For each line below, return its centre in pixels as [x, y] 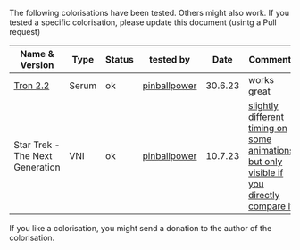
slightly [263, 106]
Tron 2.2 [32, 86]
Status [120, 59]
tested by [169, 59]
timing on [268, 128]
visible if [266, 173]
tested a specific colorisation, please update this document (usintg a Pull [143, 22]
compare [267, 206]
